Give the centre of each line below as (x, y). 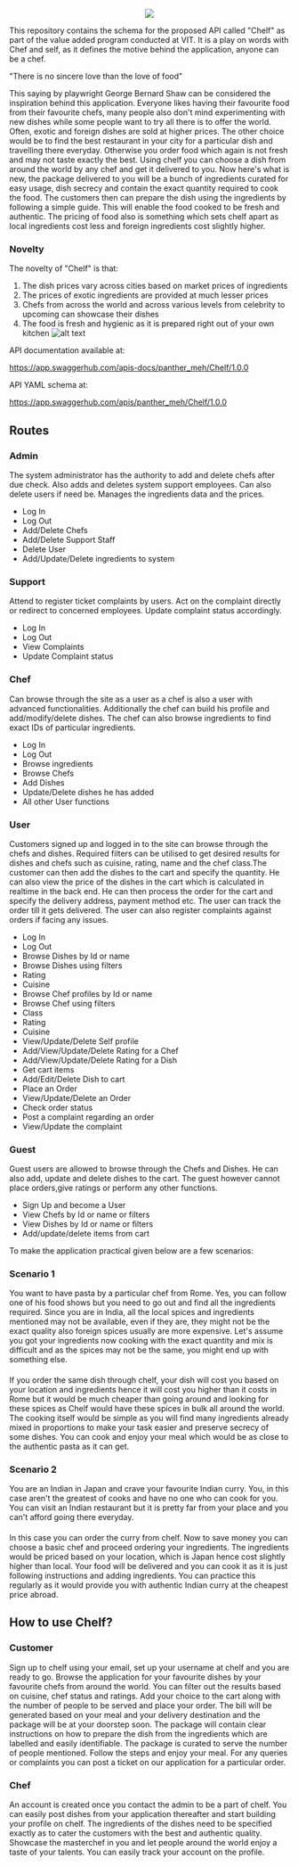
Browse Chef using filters (68, 1003)
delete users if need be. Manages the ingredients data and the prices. (137, 494)
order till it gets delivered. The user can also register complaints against (141, 910)
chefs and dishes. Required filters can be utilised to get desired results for (145, 853)
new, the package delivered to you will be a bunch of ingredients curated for (149, 179)
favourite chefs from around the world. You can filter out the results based (145, 1686)
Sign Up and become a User (74, 1205)
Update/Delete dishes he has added (88, 792)
